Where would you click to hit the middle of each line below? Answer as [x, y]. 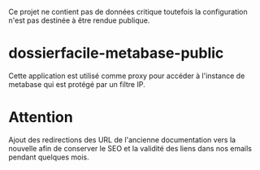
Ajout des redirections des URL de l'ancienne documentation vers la [122, 139]
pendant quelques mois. [49, 157]
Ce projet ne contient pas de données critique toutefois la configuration [128, 12]
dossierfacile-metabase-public [116, 53]
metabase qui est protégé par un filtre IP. [77, 84]
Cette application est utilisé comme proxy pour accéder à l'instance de [127, 76]
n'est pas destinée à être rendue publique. [79, 20]
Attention [41, 118]
